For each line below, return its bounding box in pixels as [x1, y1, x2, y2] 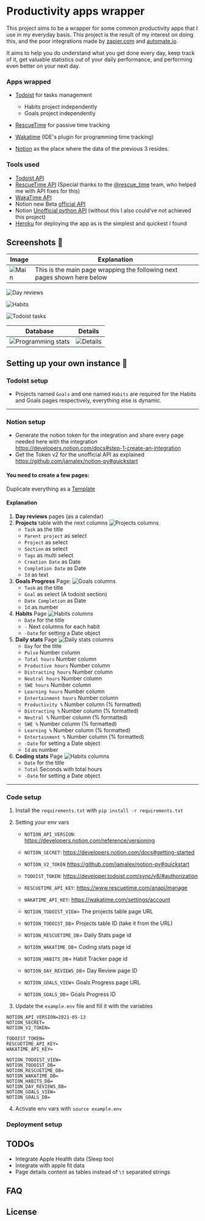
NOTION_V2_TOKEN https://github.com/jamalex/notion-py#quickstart [24, 860, 190, 868]
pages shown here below [35, 273, 107, 282]
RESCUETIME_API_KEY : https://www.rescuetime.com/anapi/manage [24, 884, 188, 891]
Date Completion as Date [24, 597, 87, 604]
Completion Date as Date [24, 564, 87, 572]
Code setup [6, 793, 41, 801]
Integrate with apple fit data [15, 1161, 85, 1169]
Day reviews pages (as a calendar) [15, 513, 104, 520]
